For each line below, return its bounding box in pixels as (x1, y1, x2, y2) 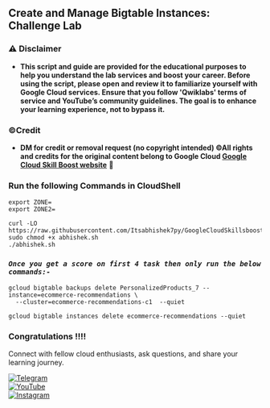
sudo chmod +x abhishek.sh (8, 234, 99, 242)
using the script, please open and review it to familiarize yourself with (19, 78, 258, 88)
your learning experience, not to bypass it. (19, 104, 166, 114)
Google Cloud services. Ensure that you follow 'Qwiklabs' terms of (19, 87, 247, 97)
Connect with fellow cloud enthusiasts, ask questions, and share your (8, 348, 239, 358)
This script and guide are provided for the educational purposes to (19, 61, 247, 71)
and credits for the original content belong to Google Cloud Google (19, 151, 247, 160)
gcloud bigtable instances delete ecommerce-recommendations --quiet (8, 312, 247, 320)
